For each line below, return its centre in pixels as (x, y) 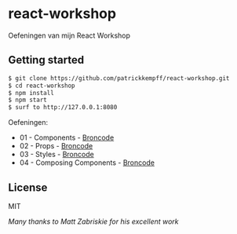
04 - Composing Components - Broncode (87, 163)
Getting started (46, 60)
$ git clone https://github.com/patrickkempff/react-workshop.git (119, 78)
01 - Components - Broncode (67, 137)
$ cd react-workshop (42, 86)
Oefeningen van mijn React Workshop (69, 35)
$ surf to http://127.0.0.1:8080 (63, 108)
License (28, 187)
